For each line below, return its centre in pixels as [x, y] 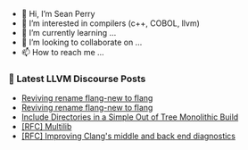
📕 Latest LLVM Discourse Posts [77, 79]
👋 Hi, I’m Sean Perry [58, 14]
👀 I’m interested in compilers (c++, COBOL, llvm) [110, 23]
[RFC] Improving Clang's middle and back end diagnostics [128, 136]
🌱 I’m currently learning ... [69, 33]
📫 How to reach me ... [62, 52]
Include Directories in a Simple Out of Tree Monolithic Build [130, 117]
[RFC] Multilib [46, 127]
